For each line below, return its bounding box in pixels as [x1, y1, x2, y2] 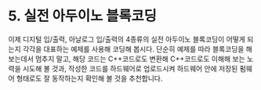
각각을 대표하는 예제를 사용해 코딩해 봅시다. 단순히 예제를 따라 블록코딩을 [22, 44, 245, 53]
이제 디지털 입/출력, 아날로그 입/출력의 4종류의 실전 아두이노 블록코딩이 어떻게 [8, 34, 245, 44]
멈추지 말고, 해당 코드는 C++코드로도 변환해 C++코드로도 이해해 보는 [34, 54, 245, 63]
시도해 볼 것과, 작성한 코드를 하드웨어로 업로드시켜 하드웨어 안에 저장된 [22, 63, 238, 73]
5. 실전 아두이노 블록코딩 [8, 7, 157, 25]
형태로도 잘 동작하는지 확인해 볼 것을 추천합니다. [16, 74, 163, 83]
